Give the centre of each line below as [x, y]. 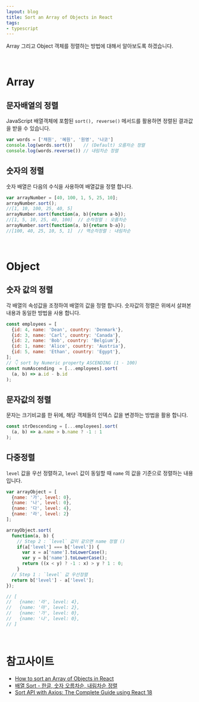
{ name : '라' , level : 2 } [40, 514]
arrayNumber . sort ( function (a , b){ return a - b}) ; [66, 214]
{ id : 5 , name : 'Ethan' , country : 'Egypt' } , [66, 352]
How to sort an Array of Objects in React [64, 678]
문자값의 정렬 [29, 399]
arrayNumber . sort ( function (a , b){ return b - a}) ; [66, 225]
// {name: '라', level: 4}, [43, 602]
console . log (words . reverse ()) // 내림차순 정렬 [62, 151]
